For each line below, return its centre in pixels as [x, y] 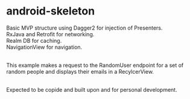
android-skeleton [51, 11]
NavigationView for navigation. [44, 47]
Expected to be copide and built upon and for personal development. [92, 89]
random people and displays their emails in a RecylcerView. [80, 71]
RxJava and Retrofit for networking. [50, 34]
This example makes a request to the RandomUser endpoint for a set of [95, 65]
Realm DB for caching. [34, 40]
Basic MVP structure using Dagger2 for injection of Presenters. [84, 28]
